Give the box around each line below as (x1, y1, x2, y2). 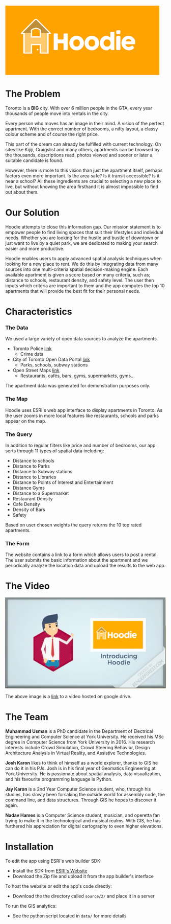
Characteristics (5, 306, 72, 317)
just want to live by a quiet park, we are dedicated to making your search (5, 240, 158, 246)
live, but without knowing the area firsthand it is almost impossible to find (5, 183, 159, 190)
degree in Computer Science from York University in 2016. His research (5, 739, 155, 745)
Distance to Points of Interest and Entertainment (12, 479, 113, 486)
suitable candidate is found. (5, 157, 64, 164)
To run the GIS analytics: (5, 903, 57, 909)
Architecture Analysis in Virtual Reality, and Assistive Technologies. (5, 750, 147, 756)
